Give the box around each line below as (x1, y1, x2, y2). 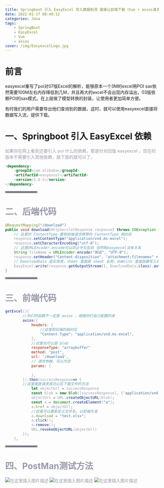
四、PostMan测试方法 (5, 460, 94, 471)
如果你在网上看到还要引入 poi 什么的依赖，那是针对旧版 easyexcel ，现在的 (5, 148, 156, 154)
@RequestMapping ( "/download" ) (5, 223, 67, 228)
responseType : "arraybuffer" (31, 345, 91, 350)
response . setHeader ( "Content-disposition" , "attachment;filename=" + (14, 255, 159, 259)
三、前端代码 (5, 293, 57, 303)
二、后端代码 (5, 206, 57, 217)
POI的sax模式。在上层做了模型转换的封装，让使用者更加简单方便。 (9, 95, 143, 101)
